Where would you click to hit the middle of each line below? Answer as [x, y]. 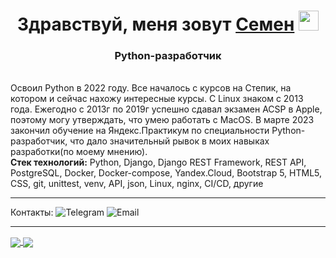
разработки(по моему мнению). [79, 152]
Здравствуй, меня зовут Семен [156, 24]
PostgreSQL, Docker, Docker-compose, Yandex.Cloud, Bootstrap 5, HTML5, [166, 173]
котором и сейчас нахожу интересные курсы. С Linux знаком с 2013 [157, 99]
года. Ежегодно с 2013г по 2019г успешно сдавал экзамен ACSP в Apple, [166, 109]
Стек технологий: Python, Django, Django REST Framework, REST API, [158, 162]
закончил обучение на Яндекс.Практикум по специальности [140, 131]
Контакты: [32, 212]
